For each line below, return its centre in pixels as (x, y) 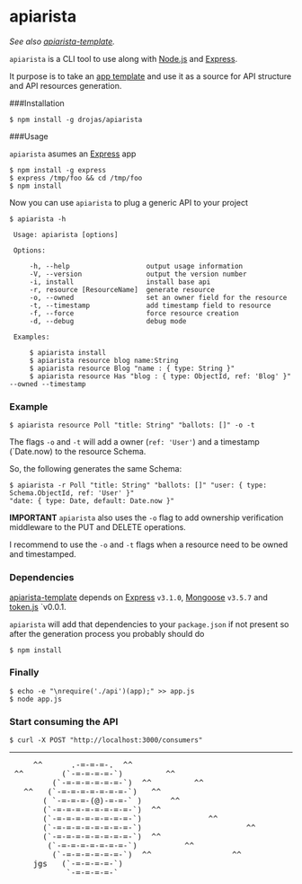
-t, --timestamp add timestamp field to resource (150, 305)
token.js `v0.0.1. (38, 606)
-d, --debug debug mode (108, 321)
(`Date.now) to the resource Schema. (78, 452)
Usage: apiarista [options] (66, 234)
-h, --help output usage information (136, 266)
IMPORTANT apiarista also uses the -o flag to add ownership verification (147, 517)
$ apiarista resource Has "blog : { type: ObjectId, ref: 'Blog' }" (160, 376)
